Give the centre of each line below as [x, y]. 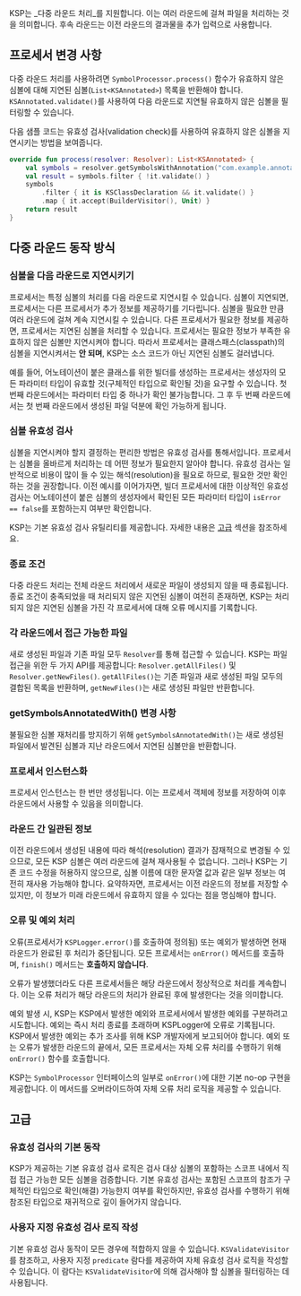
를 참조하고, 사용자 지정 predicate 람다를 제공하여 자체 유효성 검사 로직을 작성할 [149, 1260]
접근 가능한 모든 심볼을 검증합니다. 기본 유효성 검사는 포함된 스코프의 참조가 [150, 1179]
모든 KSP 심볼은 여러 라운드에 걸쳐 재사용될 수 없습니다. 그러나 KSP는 [157, 861]
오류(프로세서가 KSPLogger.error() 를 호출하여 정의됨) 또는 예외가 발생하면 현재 [148, 942]
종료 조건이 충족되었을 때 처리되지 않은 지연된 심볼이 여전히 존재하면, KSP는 [141, 596]
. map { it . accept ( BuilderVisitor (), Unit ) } [126, 201]
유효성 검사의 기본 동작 [55, 1147]
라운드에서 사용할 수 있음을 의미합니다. [76, 803]
